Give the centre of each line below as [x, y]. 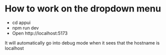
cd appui [21, 22]
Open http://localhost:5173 [40, 33]
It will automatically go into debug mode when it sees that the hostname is [82, 42]
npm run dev [25, 27]
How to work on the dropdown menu [83, 9]
